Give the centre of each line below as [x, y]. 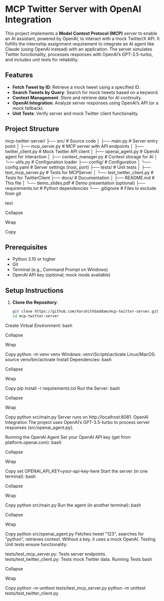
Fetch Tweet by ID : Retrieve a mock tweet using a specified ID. [76, 87]
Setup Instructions [34, 290]
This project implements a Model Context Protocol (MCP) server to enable [81, 33]
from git [13, 193]
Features [19, 75]
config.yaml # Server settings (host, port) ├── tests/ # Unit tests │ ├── [78, 167]
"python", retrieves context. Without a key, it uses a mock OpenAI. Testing [80, 539]
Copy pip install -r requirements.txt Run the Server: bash [62, 388]
